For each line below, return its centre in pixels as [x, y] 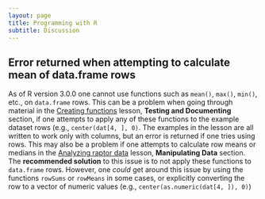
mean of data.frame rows [72, 75]
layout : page [30, 15]
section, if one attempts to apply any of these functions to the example [124, 119]
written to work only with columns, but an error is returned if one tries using [132, 136]
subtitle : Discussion [44, 30]
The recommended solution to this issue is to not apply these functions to [130, 161]
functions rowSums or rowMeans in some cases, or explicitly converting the [127, 178]
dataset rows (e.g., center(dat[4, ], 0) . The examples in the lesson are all [131, 128]
